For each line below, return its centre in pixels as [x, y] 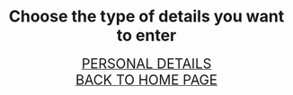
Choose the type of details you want [146, 17]
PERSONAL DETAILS [146, 64]
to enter [146, 35]
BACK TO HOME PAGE [146, 80]
